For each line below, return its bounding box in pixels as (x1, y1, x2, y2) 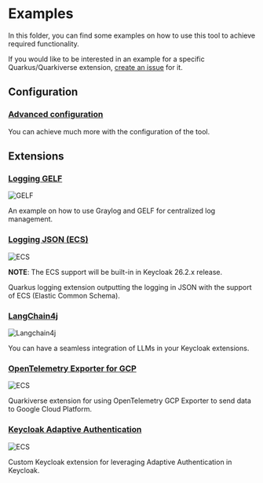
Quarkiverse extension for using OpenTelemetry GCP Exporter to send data (8, 396, 251, 405)
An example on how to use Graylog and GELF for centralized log (8, 206, 216, 216)
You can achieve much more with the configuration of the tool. (8, 126, 210, 136)
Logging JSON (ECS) (8, 234, 89, 245)
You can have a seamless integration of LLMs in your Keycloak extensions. (8, 343, 250, 353)
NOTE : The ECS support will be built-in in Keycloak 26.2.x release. (8, 267, 223, 276)
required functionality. (8, 38, 80, 48)
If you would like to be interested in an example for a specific (8, 54, 206, 64)
